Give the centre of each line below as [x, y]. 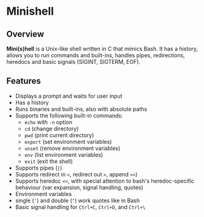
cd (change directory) [51, 128]
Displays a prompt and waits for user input [69, 96]
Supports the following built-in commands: [69, 116]
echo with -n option [48, 122]
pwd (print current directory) [59, 135]
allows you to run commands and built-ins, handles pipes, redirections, [96, 55]
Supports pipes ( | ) [39, 168]
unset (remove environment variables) [72, 148]
